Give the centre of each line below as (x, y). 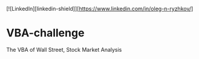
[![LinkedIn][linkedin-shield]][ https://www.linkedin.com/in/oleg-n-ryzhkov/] (100, 9)
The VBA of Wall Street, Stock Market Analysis (64, 49)
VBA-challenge (45, 33)
